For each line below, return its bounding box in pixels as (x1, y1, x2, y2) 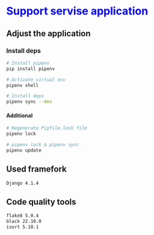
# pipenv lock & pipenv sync (6, 142, 79, 148)
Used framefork (6, 164, 67, 175)
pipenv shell (6, 82, 39, 88)
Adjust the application (6, 28, 91, 39)
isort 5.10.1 (6, 224, 39, 230)
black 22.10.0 (6, 219, 42, 225)
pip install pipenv (6, 65, 55, 72)
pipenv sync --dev (6, 98, 52, 105)
